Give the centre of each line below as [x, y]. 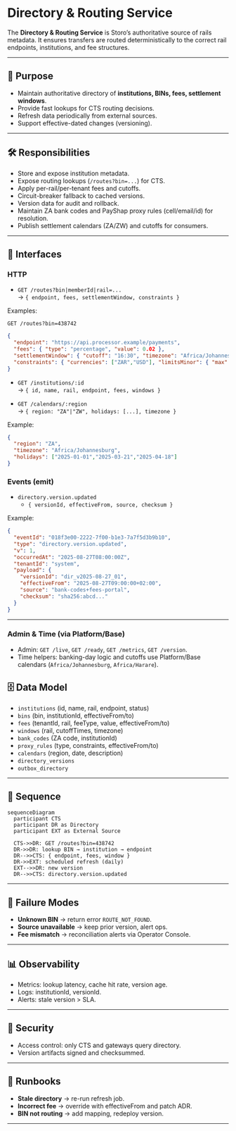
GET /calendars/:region [52, 404]
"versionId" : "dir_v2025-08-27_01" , [74, 577]
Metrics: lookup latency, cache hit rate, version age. [92, 985]
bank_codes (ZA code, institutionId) [67, 738]
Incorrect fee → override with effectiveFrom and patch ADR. [105, 1106]
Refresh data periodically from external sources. [87, 115]
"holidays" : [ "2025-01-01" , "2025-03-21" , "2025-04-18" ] [96, 457]
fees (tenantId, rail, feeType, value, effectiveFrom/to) [93, 723]
